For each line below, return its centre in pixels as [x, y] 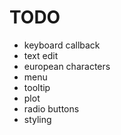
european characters [67, 66]
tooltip [37, 87]
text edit [41, 55]
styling [37, 119]
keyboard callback [62, 45]
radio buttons [51, 108]
